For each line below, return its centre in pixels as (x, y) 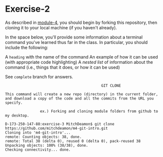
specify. (14, 103)
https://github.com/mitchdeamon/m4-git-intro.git (57, 128)
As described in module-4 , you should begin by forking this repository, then (81, 22)
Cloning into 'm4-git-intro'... (38, 133)
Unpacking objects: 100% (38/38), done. (47, 145)
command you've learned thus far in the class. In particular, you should (76, 42)
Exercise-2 (28, 9)
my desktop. (17, 116)
